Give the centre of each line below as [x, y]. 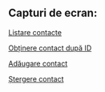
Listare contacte [35, 32]
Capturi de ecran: [53, 13]
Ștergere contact [36, 78]
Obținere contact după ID [50, 48]
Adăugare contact [38, 63]
